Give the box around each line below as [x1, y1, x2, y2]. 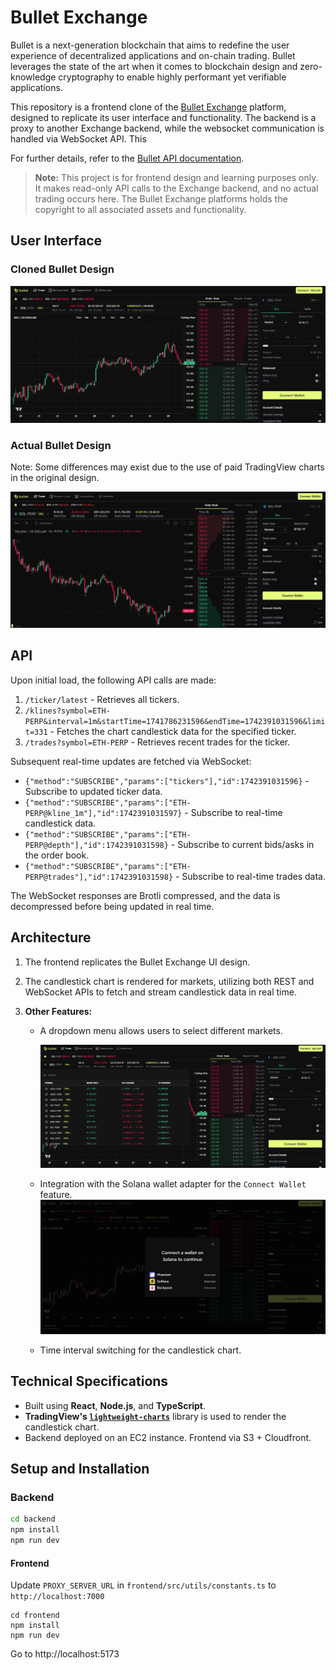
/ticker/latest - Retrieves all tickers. [24, 693, 180, 705]
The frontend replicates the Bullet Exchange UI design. [24, 956, 251, 968]
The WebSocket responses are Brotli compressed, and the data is [10, 889, 281, 901]
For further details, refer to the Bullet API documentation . [10, 152, 245, 164]
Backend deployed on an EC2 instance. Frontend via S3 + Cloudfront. [24, 1431, 312, 1443]
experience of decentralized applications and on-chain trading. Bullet [10, 49, 296, 61]
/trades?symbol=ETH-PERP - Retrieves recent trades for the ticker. [24, 736, 291, 748]
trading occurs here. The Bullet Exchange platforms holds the [34, 192, 288, 205]
